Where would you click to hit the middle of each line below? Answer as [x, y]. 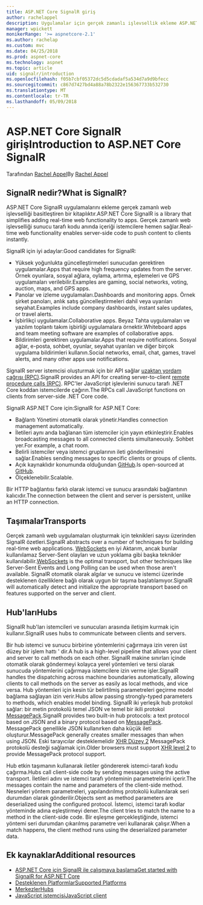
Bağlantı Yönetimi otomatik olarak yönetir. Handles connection [91, 420]
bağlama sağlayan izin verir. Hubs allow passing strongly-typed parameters [99, 696]
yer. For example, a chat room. [52, 446]
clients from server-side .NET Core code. [57, 397]
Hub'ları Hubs [32, 612]
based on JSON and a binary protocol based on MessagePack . [85, 722]
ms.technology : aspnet [35, 62]
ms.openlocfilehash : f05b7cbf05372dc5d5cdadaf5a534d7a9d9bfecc [88, 79]
